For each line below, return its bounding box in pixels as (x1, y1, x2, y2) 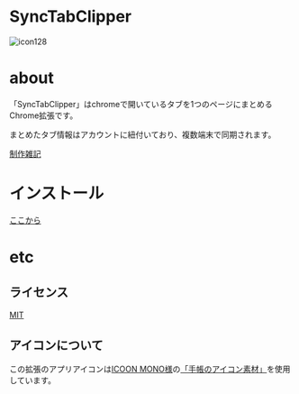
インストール (9, 183, 104, 204)
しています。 (9, 374, 57, 385)
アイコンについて (9, 338, 104, 353)
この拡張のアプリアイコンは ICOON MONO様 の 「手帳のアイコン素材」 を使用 (9, 363, 291, 374)
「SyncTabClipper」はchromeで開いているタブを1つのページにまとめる (9, 98, 273, 109)
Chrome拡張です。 (9, 110, 78, 121)
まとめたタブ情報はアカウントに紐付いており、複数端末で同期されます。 (9, 129, 276, 140)
